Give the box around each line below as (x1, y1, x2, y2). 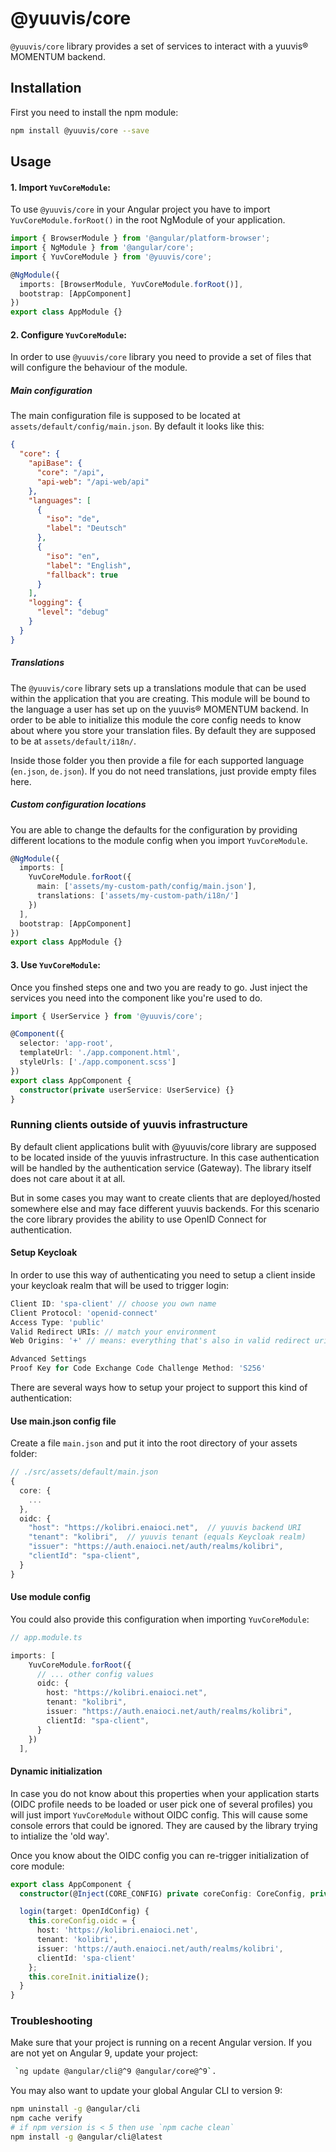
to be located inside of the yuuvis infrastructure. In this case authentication (10, 1151, 320, 1163)
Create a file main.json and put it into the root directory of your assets (10, 1437, 298, 1449)
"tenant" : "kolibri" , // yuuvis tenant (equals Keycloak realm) (28, 1532, 307, 1542)
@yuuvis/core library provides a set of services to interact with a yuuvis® (10, 40, 309, 52)
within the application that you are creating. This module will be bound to (10, 692, 311, 704)
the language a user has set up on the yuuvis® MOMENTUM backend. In (10, 703, 309, 715)
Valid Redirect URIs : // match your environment (10, 1327, 217, 1337)
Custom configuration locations (10, 798, 147, 811)
